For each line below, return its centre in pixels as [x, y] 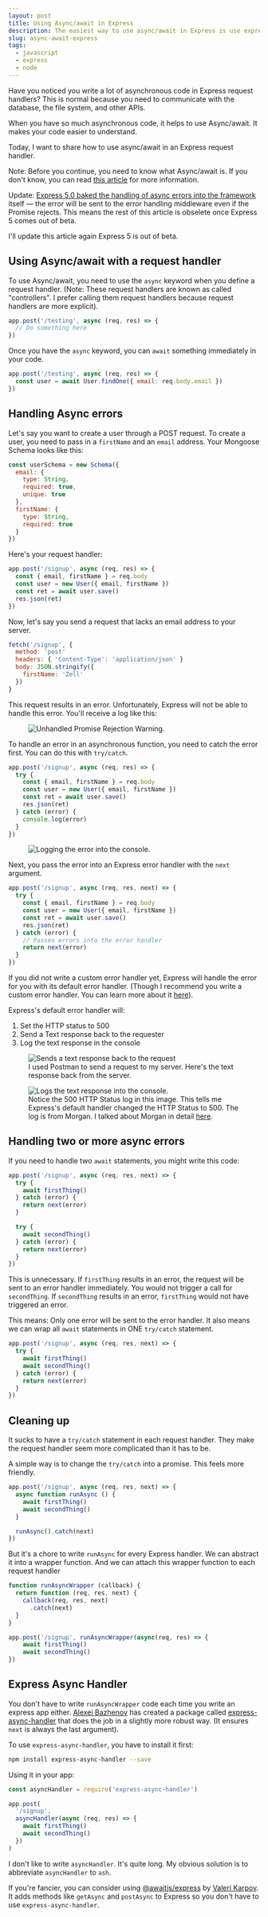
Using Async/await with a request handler [115, 261]
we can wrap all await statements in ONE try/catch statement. [111, 1329]
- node [26, 68]
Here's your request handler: [55, 554]
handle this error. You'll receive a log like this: [83, 713]
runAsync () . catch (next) [55, 1531]
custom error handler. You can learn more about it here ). [101, 995]
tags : [17, 46]
